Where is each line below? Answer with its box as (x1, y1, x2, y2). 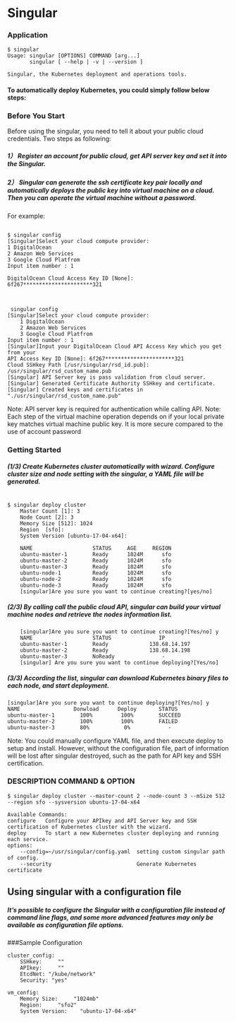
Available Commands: (7, 811, 68, 818)
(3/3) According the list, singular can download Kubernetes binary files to (7, 674, 229, 683)
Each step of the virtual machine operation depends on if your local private (7, 412, 225, 421)
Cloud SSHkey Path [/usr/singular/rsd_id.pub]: (7, 361, 150, 368)
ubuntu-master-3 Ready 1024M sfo (20, 563, 172, 570)
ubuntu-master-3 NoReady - (20, 652, 166, 660)
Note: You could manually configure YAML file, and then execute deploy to (7, 736, 223, 745)
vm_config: (7, 989, 39, 997)
